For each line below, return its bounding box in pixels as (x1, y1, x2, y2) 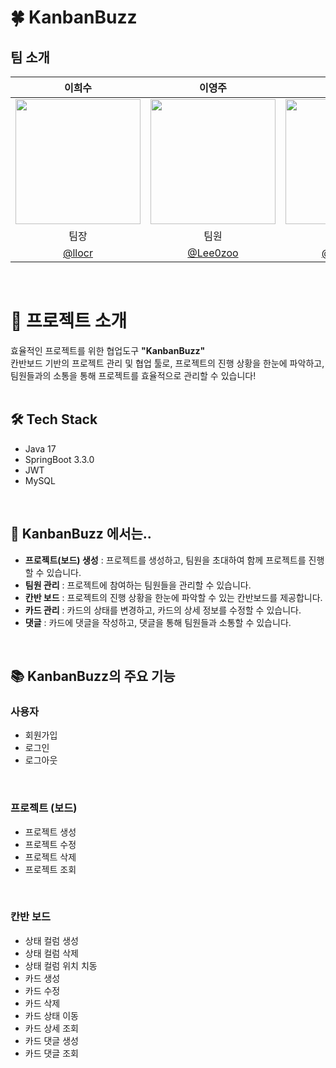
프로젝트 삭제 (24, 851, 77, 863)
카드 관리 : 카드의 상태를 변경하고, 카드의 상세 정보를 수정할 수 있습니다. (24, 604, 302, 616)
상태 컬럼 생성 (24, 934, 79, 946)
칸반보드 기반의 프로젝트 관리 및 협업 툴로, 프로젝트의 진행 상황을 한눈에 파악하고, (10, 357, 325, 369)
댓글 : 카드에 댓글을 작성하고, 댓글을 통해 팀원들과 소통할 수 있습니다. (24, 616, 292, 628)
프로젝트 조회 (24, 863, 77, 875)
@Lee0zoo (187, 246, 239, 260)
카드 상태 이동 (24, 1009, 79, 1021)
